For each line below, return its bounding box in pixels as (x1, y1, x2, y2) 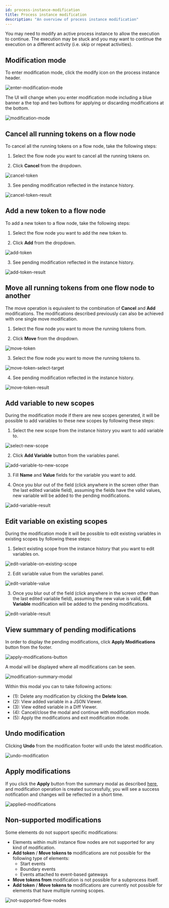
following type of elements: (12, 855, 70, 861)
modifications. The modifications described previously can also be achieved (5, 310, 164, 316)
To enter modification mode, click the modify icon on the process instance (5, 69, 160, 76)
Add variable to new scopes (5, 399, 95, 407)
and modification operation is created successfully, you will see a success (5, 786, 160, 792)
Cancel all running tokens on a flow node (5, 129, 136, 138)
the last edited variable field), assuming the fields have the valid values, (12, 487, 161, 493)
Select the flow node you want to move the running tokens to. (12, 355, 141, 361)
